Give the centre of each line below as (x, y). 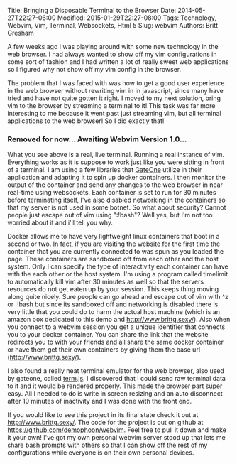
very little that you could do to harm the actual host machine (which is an (114, 312)
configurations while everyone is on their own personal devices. (101, 453)
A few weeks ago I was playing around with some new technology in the (113, 47)
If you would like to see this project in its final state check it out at (103, 415)
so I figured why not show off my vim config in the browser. (94, 69)
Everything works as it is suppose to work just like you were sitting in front (116, 162)
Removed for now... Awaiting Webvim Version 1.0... (97, 139)
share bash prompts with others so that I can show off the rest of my (108, 445)
